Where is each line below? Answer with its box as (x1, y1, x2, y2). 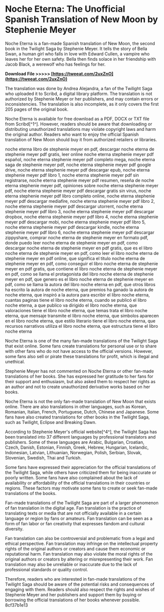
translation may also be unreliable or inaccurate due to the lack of (5, 561, 138, 567)
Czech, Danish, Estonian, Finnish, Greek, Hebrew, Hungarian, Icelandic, (5, 444, 149, 450)
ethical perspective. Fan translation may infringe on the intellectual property (5, 540, 158, 546)
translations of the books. (5, 490, 57, 496)
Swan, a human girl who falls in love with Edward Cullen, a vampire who (5, 50, 150, 57)
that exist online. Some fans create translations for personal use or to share (5, 343, 157, 349)
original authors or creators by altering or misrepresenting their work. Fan (5, 556, 153, 562)
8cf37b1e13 (5, 602, 28, 608)
